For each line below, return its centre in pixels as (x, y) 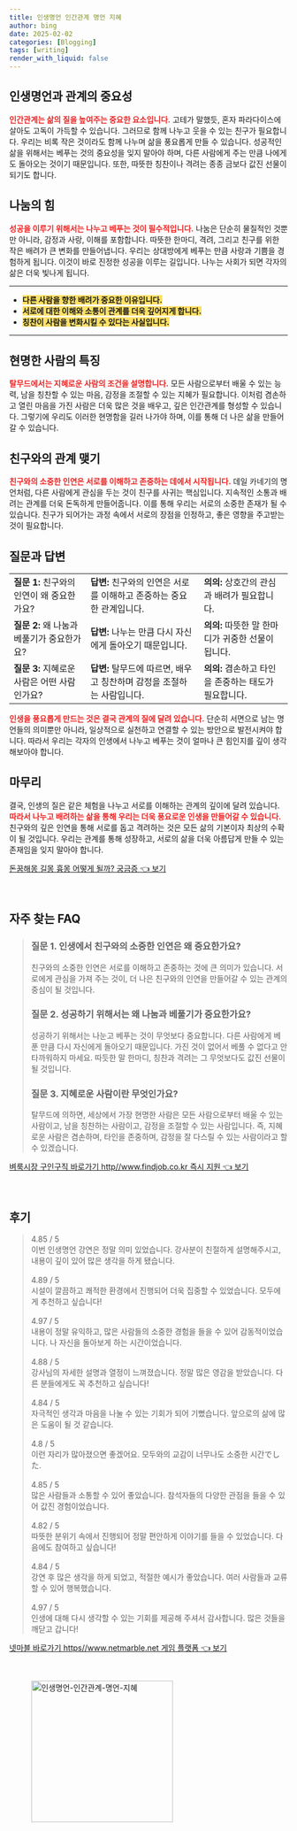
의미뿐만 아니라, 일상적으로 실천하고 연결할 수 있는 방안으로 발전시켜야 (153, 730)
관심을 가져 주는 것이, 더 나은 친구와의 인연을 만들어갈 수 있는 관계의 (171, 978)
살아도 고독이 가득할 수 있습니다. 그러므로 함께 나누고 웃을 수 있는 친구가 (133, 130)
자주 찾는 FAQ (45, 919)
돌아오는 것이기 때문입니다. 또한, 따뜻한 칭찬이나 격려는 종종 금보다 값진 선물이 (152, 164)
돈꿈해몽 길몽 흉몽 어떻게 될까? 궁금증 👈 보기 (88, 868)
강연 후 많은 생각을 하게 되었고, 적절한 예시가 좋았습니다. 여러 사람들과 (151, 1577)
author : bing (33, 26)
